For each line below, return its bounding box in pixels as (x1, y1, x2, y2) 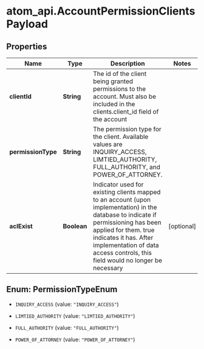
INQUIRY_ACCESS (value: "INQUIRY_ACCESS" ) (15, 300, 120, 308)
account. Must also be (93, 92, 157, 101)
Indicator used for (93, 180, 144, 189)
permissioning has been (93, 219, 162, 226)
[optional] (168, 222, 196, 230)
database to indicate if (93, 211, 157, 219)
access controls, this (93, 249, 152, 257)
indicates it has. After (93, 234, 154, 242)
